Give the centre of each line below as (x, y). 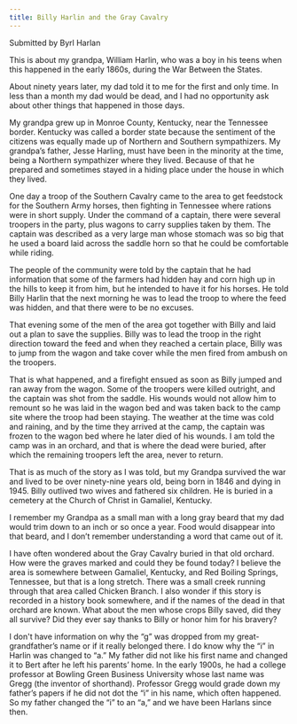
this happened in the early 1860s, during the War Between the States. (136, 69)
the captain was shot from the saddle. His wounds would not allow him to (143, 398)
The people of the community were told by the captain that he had (130, 269)
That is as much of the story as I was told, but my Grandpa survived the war (148, 471)
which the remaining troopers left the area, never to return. (116, 455)
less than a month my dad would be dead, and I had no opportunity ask (139, 96)
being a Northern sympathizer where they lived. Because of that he (132, 160)
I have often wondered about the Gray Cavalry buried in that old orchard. (142, 553)
